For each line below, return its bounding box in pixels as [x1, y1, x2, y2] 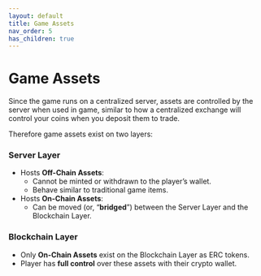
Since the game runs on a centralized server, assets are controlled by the [8, 97, 254, 106]
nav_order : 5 [8, 27, 53, 35]
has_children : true [8, 34, 75, 43]
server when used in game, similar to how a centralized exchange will [8, 105, 241, 114]
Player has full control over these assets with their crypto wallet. [20, 258, 237, 268]
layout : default [8, 11, 63, 20]
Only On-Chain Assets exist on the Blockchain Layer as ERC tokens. [20, 249, 250, 260]
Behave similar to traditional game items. [32, 185, 169, 195]
